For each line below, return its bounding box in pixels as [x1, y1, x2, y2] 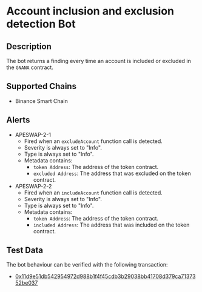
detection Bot [6, 17, 76, 31]
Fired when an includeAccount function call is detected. [24, 189, 163, 196]
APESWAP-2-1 [15, 131, 52, 138]
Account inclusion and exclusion [6, 4, 175, 18]
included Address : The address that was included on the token [33, 221, 190, 228]
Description [6, 41, 52, 51]
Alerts [6, 115, 30, 125]
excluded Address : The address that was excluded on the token [33, 170, 191, 177]
